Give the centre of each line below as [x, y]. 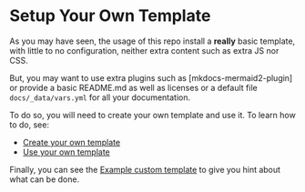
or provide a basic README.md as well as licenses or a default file [133, 87]
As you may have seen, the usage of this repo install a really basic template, [152, 41]
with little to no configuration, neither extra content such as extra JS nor [144, 50]
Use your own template [66, 152]
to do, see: [30, 125]
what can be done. [45, 179]
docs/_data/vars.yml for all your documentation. [100, 97]
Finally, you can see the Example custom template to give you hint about [145, 169]
